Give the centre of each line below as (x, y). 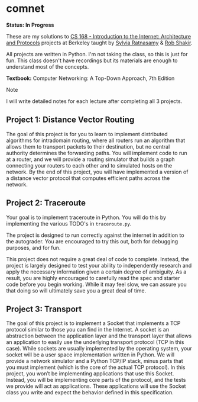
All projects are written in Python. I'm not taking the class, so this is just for (97, 54)
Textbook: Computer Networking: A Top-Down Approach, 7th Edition (90, 78)
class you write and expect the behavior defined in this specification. (90, 393)
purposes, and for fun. (33, 247)
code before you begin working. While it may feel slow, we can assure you (97, 284)
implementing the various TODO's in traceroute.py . (69, 223)
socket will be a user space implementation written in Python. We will (90, 355)
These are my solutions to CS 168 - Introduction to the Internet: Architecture (98, 36)
